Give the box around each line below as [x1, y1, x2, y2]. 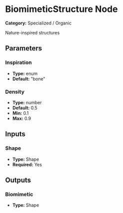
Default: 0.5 [12, 105, 37, 111]
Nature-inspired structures [5, 29, 60, 35]
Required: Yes [12, 161, 42, 168]
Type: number [12, 99, 42, 105]
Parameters [5, 44, 42, 53]
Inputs [5, 130, 26, 138]
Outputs [5, 176, 31, 184]
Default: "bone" [12, 76, 46, 82]
